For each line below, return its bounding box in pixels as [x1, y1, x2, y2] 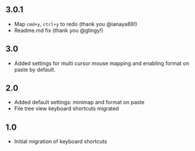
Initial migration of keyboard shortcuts [14, 138, 107, 145]
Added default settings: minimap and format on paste [14, 99, 145, 106]
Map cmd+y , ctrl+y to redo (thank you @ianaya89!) [14, 20, 138, 27]
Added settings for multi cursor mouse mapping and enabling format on [14, 59, 190, 67]
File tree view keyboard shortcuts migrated [14, 105, 119, 112]
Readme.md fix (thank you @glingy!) [14, 27, 104, 34]
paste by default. [14, 66, 56, 73]
